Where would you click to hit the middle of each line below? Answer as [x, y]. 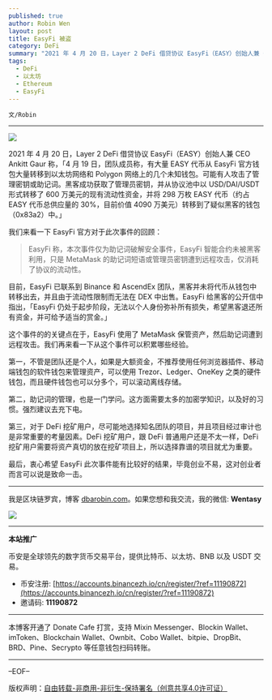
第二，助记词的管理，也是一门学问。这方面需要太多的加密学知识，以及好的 [132, 399]
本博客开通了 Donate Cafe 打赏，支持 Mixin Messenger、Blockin [116, 627]
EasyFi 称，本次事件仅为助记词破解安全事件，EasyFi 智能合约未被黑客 [144, 249]
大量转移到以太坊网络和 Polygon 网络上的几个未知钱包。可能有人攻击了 [134, 174]
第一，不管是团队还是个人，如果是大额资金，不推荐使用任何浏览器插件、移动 [136, 362]
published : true [36, 16]
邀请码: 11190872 [49, 603]
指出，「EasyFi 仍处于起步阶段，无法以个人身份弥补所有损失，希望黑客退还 [132, 307]
